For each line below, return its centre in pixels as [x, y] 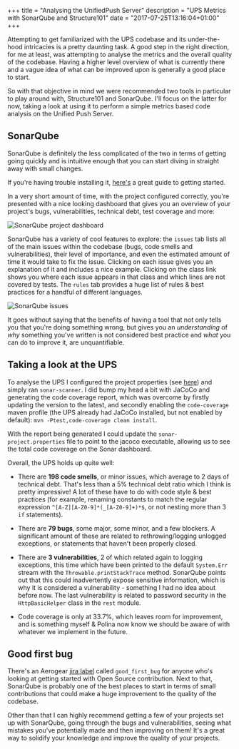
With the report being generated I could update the [82, 434]
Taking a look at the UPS [62, 365]
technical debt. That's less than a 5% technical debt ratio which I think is [124, 484]
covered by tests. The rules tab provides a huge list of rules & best [106, 284]
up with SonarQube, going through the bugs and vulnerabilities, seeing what [119, 723]
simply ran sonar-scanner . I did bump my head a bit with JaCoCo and [109, 389]
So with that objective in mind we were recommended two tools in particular [119, 91]
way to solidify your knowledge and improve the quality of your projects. [114, 738]
